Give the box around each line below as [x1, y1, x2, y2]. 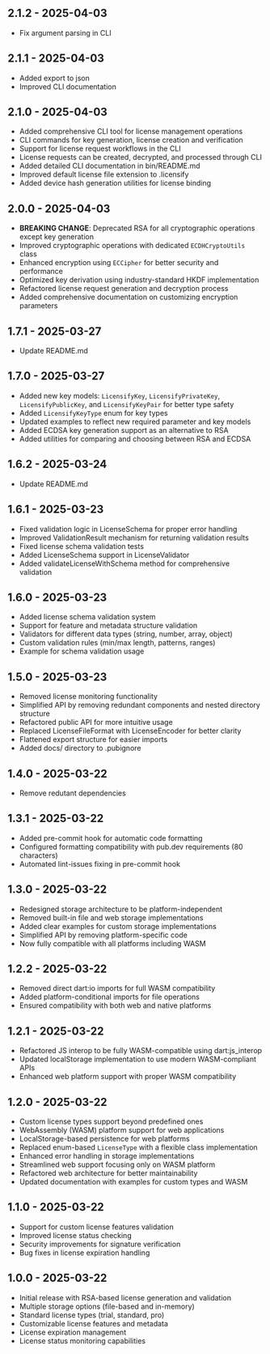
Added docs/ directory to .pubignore [19, 743, 141, 753]
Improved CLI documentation [19, 81, 116, 92]
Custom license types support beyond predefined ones [19, 1116, 204, 1126]
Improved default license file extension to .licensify [19, 169, 189, 179]
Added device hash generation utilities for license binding [19, 178, 212, 188]
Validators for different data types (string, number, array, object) [19, 629, 234, 639]
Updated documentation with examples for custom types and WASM [19, 1177, 248, 1186]
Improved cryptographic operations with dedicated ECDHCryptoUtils [19, 241, 246, 251]
